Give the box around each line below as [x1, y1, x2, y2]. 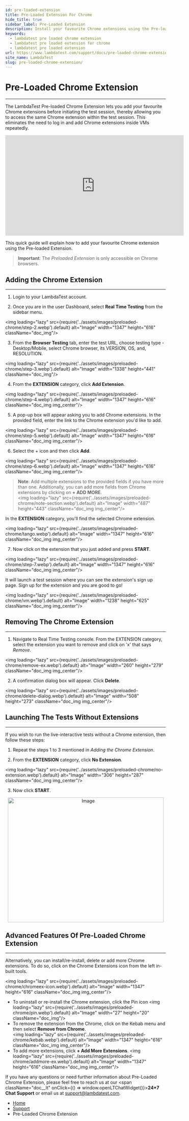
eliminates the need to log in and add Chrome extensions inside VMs [5, 119, 149, 126]
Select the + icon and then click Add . [12, 448, 91, 454]
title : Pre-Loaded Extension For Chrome [5, 12, 93, 17]
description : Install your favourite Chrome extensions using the [5, 27, 149, 32]
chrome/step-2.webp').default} [5, 325, 70, 330]
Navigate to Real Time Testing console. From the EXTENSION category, [12, 636, 163, 642]
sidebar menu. [12, 309, 43, 315]
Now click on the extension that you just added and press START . [12, 546, 151, 552]
